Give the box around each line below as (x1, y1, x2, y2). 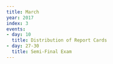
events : (6, 26, 26, 32)
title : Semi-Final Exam (12, 49, 72, 55)
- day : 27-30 (6, 43, 39, 49)
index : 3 (6, 20, 29, 26)
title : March (6, 9, 39, 15)
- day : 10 (6, 32, 32, 38)
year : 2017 (6, 15, 34, 21)
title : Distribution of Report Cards (12, 37, 108, 43)
